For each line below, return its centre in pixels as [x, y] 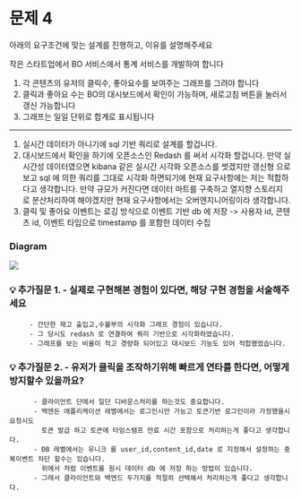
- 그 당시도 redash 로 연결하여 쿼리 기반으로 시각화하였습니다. [132, 334]
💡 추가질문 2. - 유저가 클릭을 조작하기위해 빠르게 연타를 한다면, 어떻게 [149, 367]
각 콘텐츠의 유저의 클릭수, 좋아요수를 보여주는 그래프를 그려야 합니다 [141, 82]
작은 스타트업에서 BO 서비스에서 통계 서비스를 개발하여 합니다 [116, 64]
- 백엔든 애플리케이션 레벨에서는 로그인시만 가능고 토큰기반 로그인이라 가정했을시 [162, 411]
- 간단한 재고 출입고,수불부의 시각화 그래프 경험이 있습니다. [126, 324]
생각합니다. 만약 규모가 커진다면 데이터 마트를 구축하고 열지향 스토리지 [161, 188]
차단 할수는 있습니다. [71, 459]
